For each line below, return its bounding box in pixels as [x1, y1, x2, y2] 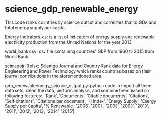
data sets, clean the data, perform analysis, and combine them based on [5, 88, 149, 93]
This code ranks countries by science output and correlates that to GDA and [5, 19, 157, 25]
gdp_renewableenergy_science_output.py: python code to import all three [5, 82, 152, 88]
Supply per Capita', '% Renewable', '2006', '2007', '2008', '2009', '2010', [5, 103, 150, 109]
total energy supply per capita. [5, 24, 66, 30]
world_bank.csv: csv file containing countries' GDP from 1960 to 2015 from [5, 48, 155, 54]
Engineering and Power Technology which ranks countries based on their [5, 68, 151, 74]
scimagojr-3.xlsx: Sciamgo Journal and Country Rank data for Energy [5, 63, 143, 69]
